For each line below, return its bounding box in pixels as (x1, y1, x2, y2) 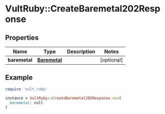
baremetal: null (9, 100, 43, 105)
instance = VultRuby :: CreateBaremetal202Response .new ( (5, 96, 122, 101)
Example (5, 73, 33, 82)
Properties (5, 33, 39, 42)
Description (67, 48, 96, 55)
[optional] (100, 57, 123, 63)
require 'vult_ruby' (5, 87, 48, 92)
